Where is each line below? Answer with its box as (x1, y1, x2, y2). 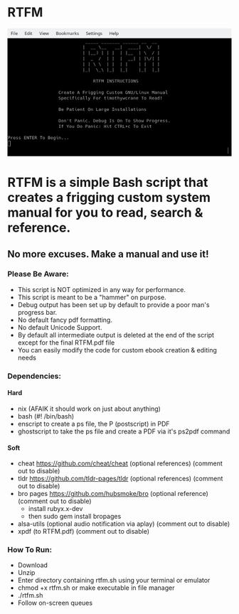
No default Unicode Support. (17, 323, 102, 331)
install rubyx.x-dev (28, 505, 83, 513)
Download (17, 561, 48, 569)
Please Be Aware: (7, 269, 69, 279)
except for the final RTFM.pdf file (17, 338, 115, 347)
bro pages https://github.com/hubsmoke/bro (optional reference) (17, 490, 208, 498)
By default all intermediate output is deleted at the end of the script (17, 330, 215, 339)
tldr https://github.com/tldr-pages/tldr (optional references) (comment (17, 474, 223, 483)
